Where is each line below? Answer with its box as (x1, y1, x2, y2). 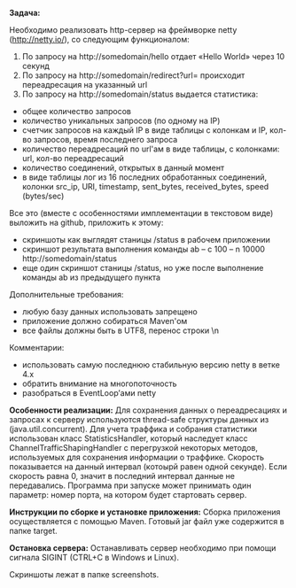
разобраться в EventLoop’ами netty (21, 388, 157, 398)
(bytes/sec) (21, 190, 65, 201)
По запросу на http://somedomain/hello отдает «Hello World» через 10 (21, 51, 285, 61)
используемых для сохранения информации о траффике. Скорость (9, 452, 264, 462)
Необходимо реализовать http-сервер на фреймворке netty (9, 25, 238, 35)
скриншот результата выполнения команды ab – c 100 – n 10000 (21, 244, 266, 254)
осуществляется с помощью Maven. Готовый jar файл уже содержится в (9, 516, 285, 526)
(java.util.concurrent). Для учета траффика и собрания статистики (9, 424, 257, 434)
